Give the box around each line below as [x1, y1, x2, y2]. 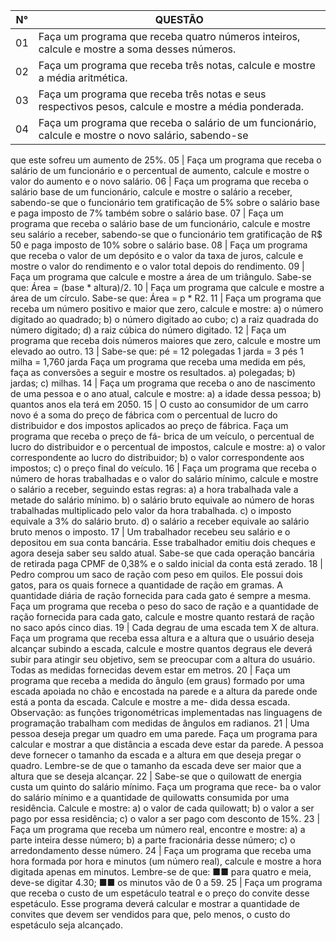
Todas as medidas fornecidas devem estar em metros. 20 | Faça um [10, 664, 291, 676]
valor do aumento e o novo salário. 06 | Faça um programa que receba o [10, 175, 309, 187]
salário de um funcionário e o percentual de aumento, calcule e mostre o [10, 165, 310, 176]
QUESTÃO [154, 13, 204, 26]
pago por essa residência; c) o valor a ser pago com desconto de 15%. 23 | [10, 813, 321, 824]
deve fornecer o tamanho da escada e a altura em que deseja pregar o [10, 749, 302, 761]
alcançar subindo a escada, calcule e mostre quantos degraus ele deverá [10, 643, 313, 654]
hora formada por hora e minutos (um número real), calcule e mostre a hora [10, 855, 322, 867]
